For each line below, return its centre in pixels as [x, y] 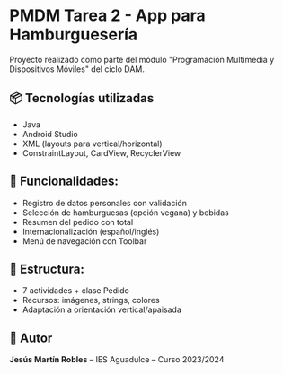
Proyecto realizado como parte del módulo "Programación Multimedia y [142, 59]
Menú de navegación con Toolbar [84, 241]
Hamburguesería [74, 35]
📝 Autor [31, 338]
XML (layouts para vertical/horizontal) [92, 144]
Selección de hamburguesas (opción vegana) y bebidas [125, 213]
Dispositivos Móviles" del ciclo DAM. [77, 69]
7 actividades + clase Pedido [76, 291]
